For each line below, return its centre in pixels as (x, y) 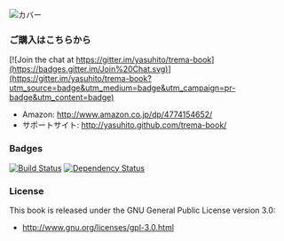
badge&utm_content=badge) (62, 97)
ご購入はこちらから (50, 40)
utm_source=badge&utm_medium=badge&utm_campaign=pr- (122, 88)
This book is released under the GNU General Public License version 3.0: (142, 210)
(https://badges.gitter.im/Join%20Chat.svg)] (90, 69)
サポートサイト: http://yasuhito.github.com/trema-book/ (124, 125)
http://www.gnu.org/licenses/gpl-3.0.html (98, 227)
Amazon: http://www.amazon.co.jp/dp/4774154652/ (117, 114)
